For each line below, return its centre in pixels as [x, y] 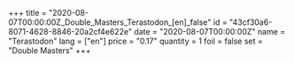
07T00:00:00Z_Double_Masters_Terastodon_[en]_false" [110, 22]
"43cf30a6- [251, 22]
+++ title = [28, 13]
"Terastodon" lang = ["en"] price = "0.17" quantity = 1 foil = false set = [135, 41]
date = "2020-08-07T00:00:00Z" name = [210, 31]
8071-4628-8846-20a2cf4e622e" [70, 31]
